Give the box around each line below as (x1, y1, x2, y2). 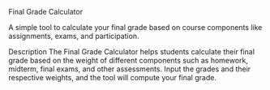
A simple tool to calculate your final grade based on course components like (8, 23, 263, 32)
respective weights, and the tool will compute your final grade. (8, 73, 217, 82)
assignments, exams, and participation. (8, 32, 139, 41)
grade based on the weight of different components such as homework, (8, 56, 249, 65)
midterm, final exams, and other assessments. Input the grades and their (8, 64, 251, 74)
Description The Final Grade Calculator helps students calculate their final (8, 47, 255, 56)
